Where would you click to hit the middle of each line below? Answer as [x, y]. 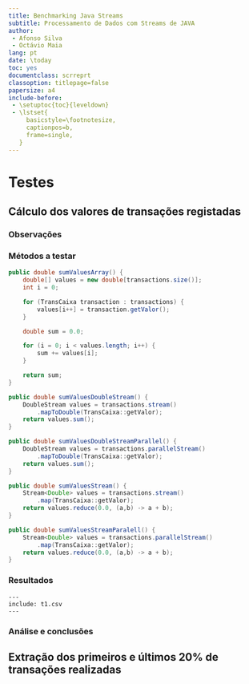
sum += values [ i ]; [68, 354]
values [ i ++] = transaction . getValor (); [104, 310]
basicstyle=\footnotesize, [71, 120]
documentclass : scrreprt [50, 75]
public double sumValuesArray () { [66, 273]
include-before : [35, 98]
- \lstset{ [30, 113]
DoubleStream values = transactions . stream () [100, 405]
